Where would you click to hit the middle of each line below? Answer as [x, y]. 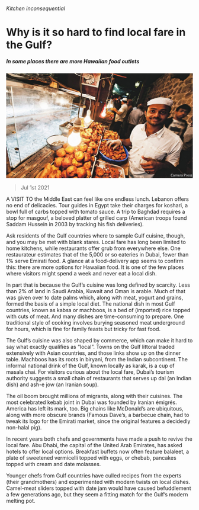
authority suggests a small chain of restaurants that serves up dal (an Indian [99, 379]
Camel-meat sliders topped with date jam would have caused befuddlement [99, 488]
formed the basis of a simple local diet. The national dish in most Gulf [91, 304]
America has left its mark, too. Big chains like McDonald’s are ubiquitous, [95, 409]
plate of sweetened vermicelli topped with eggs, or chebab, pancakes [91, 458]
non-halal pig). [24, 428]
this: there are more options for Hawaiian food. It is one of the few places [95, 267]
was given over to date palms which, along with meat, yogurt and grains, [95, 298]
